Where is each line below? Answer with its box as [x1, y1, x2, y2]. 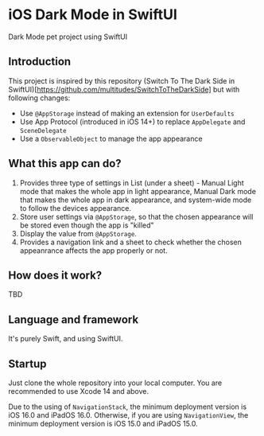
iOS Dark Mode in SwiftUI [8, 6, 177, 24]
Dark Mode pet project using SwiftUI [8, 32, 128, 41]
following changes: [8, 93, 71, 103]
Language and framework [8, 313, 139, 326]
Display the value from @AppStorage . [19, 228, 138, 238]
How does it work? [8, 268, 103, 282]
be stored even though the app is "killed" [19, 220, 154, 230]
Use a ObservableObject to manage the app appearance [19, 134, 203, 143]
